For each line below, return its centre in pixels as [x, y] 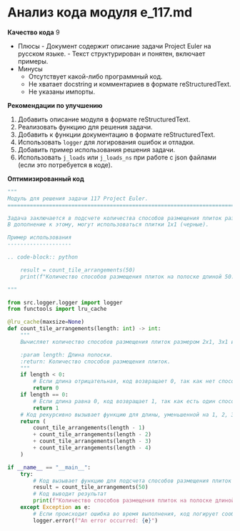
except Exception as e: [56, 507]
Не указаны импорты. [61, 91]
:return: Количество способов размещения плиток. [96, 362]
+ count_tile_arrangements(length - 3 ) [92, 441]
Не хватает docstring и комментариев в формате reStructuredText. [130, 84]
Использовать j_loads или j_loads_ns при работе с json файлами [117, 157]
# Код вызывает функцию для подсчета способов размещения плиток [132, 481]
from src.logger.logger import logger [65, 302]
